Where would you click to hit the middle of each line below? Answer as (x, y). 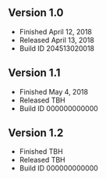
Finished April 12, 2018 (55, 31)
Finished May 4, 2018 (53, 91)
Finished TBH (41, 152)
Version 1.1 (34, 73)
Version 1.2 (36, 133)
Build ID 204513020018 (57, 48)
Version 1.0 (36, 13)
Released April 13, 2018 (57, 40)
